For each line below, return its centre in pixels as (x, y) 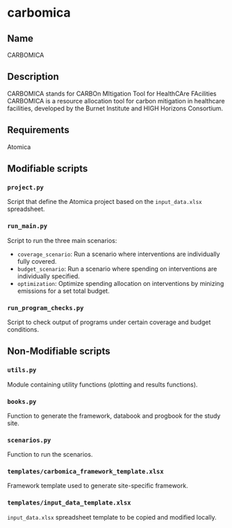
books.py (22, 401)
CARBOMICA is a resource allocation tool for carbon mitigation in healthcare (116, 101)
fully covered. (37, 261)
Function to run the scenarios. (50, 454)
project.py (25, 187)
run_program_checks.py (45, 308)
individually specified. (48, 276)
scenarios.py (29, 440)
